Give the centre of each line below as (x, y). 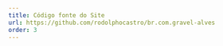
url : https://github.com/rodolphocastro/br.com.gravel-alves (112, 23)
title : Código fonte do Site (57, 15)
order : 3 (23, 30)
